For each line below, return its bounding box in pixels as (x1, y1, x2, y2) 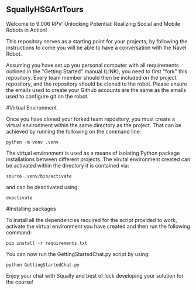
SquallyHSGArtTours (6, 5, 84, 15)
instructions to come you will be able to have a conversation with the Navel (6, 44, 187, 51)
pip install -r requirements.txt (6, 240, 88, 246)
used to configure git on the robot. (6, 93, 89, 100)
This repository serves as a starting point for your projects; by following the (6, 37, 188, 45)
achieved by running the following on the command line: (6, 128, 142, 135)
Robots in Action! (6, 26, 47, 33)
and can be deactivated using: (6, 183, 79, 190)
